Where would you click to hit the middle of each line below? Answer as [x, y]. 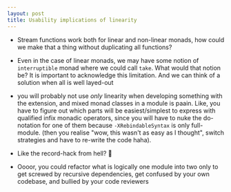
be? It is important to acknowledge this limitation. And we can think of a [119, 75]
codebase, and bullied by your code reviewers [83, 181]
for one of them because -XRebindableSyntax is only [116, 125]
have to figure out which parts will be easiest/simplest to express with [116, 111]
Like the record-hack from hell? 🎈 [64, 153]
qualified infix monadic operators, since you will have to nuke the [109, 117]
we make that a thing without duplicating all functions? [94, 47]
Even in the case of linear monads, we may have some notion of [108, 60]
